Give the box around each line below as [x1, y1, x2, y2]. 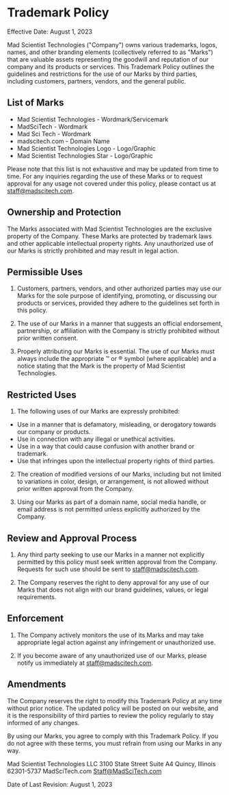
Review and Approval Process [7, 532, 137, 544]
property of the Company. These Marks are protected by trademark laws [7, 231, 212, 240]
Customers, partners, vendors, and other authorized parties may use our [16, 284, 222, 292]
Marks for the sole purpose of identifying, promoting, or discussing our [16, 292, 217, 300]
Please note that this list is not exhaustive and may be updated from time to [7, 164, 219, 173]
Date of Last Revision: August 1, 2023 [7, 780, 113, 788]
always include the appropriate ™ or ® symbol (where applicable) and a [16, 355, 217, 363]
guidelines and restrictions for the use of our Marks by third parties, [7, 70, 198, 78]
